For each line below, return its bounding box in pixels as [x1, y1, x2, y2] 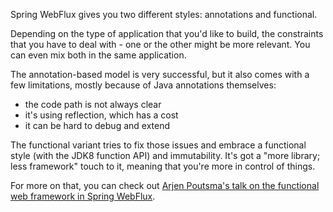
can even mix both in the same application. [10, 49, 187, 61]
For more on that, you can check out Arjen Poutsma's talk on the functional [10, 180, 320, 191]
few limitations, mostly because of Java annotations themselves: [10, 79, 277, 91]
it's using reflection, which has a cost [24, 109, 179, 121]
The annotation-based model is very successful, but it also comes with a [10, 69, 310, 80]
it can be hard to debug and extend [24, 120, 171, 131]
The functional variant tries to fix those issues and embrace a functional [10, 139, 307, 151]
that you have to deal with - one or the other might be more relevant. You [10, 39, 311, 50]
